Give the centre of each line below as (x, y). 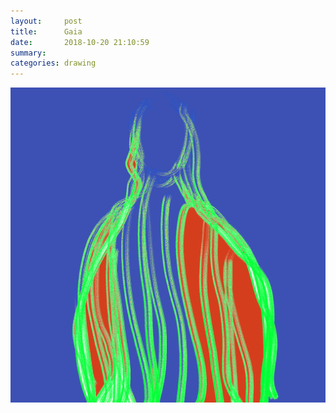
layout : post (46, 21)
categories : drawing (53, 63)
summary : (28, 53)
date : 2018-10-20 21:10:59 (80, 42)
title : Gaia (46, 31)
